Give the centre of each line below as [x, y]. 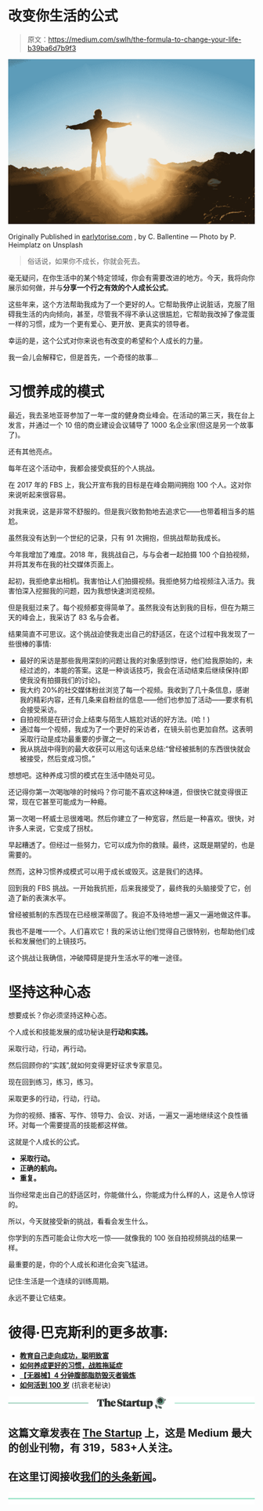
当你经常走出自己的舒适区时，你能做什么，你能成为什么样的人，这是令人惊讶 [131, 1195]
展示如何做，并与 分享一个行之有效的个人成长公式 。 [90, 287]
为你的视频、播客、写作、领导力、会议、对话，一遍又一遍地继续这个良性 [124, 1115]
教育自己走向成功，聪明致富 [64, 1356]
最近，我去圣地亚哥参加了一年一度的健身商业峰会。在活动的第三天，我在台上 [131, 415]
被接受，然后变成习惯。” [57, 758]
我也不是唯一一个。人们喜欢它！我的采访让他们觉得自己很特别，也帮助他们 [128, 931]
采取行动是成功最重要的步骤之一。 [74, 739]
